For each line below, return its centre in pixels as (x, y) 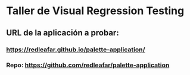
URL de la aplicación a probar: (63, 33)
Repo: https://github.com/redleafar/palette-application (88, 65)
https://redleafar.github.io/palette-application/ (76, 50)
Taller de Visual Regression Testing (95, 11)
